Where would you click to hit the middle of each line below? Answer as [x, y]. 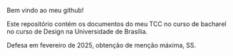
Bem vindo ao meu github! [45, 10]
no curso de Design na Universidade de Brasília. [77, 32]
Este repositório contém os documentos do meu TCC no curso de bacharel [116, 24]
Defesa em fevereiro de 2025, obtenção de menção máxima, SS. [102, 45]
